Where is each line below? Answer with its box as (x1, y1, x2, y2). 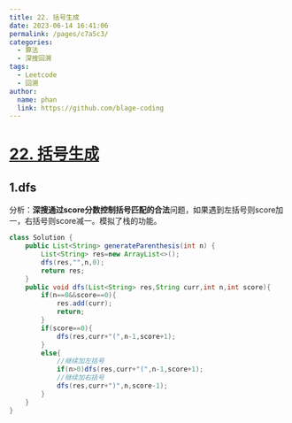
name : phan (17, 95, 58, 104)
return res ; (41, 266, 86, 275)
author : (9, 87, 38, 96)
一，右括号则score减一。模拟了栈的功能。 (9, 216, 162, 227)
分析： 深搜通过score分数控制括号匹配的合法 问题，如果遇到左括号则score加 (9, 204, 284, 215)
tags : (9, 63, 29, 72)
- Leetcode (17, 71, 58, 80)
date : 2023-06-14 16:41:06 (9, 21, 109, 30)
